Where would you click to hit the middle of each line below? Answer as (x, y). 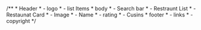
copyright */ (21, 21)
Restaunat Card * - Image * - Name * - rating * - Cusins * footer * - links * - (100, 15)
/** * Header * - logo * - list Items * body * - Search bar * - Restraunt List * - (101, 9)
